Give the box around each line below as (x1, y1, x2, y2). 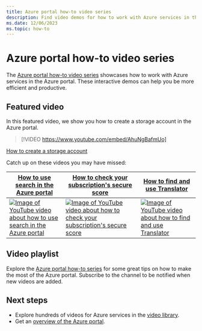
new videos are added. (6, 277, 63, 285)
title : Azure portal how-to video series (6, 8, 112, 15)
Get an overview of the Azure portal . (14, 317, 105, 325)
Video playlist (6, 249, 59, 259)
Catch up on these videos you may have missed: (6, 159, 127, 166)
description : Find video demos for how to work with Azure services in (6, 14, 189, 20)
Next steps (6, 295, 48, 306)
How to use (17, 173, 51, 181)
